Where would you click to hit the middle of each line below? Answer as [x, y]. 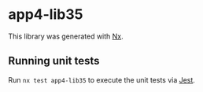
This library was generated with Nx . [66, 36]
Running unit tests [54, 61]
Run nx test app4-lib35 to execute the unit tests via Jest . [101, 79]
